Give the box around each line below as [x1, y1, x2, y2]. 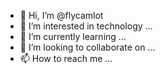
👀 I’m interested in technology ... [19, 20, 153, 32]
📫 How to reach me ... [19, 53, 113, 64]
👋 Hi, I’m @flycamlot [19, 10, 104, 21]
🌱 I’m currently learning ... [19, 31, 127, 42]
